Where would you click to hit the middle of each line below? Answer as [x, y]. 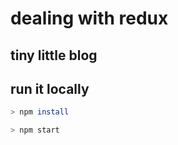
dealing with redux [89, 18]
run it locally [50, 88]
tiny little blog [54, 55]
